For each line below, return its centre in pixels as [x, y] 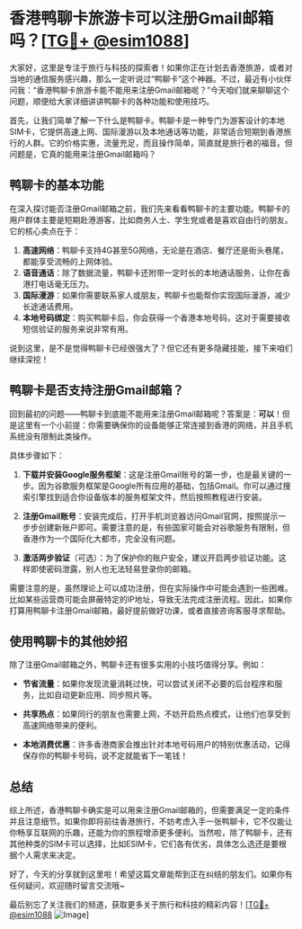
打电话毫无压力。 [62, 283]
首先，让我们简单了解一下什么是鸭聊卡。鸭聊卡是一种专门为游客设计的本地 [147, 120]
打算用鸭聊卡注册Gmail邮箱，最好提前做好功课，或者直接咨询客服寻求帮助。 [150, 610]
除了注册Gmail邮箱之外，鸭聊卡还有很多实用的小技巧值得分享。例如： [138, 665]
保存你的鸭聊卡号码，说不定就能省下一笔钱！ [105, 755]
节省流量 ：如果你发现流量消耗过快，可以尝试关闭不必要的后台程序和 [148, 683]
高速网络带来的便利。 [62, 726]
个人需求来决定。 [49, 855]
